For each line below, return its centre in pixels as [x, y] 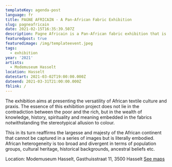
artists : [15, 62]
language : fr [19, 15]
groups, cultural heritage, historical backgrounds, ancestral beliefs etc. [80, 149]
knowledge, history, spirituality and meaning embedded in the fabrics [79, 117]
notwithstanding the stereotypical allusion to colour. [60, 122]
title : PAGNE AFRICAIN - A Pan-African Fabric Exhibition [69, 19]
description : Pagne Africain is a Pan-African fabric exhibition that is [86, 34]
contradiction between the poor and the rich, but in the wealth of [74, 112]
